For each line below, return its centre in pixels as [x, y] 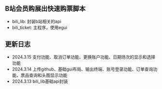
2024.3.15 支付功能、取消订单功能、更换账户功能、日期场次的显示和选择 [84, 57]
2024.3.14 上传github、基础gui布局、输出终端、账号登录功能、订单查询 [82, 69]
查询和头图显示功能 [48, 75]
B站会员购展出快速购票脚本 [45, 9]
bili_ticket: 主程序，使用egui [40, 27]
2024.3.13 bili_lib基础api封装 [40, 81]
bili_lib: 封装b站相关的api [37, 21]
